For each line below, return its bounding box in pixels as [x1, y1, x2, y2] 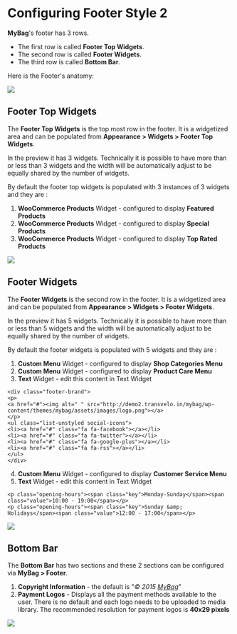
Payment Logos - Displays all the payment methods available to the [17, 590, 217, 599]
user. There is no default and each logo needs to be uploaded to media [17, 598, 226, 606]
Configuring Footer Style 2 [7, 5, 168, 21]
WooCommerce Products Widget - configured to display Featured [17, 203, 215, 212]
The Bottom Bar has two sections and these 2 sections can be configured [7, 561, 224, 570]
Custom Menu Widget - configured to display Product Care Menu [17, 366, 212, 376]
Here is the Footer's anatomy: [7, 71, 95, 80]
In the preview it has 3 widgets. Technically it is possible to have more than [7, 154, 227, 162]
